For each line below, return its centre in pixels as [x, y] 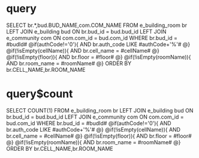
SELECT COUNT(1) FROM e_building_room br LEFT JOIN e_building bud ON [100, 110]
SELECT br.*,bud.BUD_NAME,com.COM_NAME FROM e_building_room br [97, 25]
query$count [40, 94]
